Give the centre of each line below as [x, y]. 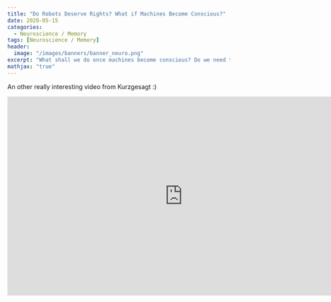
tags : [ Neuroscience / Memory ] [53, 40]
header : [19, 47]
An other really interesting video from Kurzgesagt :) [82, 86]
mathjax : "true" [31, 66]
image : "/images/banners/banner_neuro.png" [79, 54]
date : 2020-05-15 [33, 21]
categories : [25, 27]
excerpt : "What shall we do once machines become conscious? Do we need [117, 60]
